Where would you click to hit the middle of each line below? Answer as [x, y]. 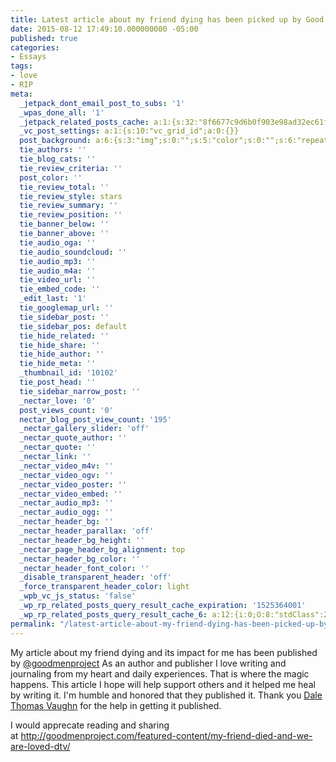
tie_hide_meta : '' [58, 364]
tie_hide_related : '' [64, 336]
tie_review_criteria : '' [71, 168]
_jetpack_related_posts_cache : [84, 122]
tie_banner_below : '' [64, 224]
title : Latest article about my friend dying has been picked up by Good [167, 19]
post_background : [55, 141]
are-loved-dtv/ [40, 746]
